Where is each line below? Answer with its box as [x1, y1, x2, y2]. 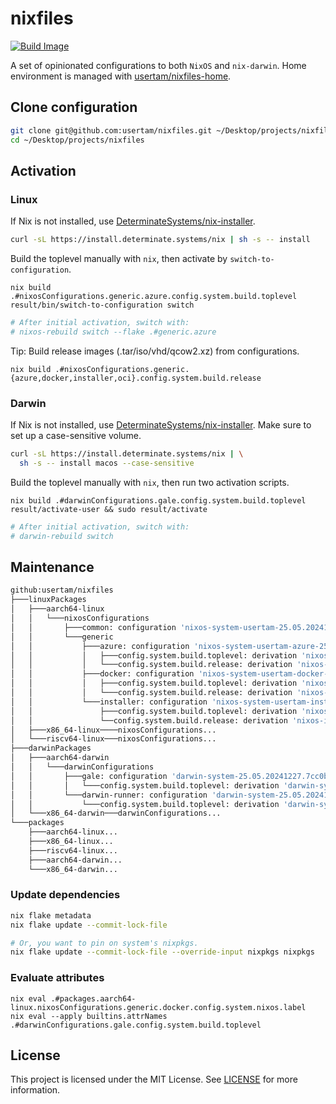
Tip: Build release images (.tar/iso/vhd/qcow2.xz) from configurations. [10, 345, 300, 357]
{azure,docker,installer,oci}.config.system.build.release [10, 373, 262, 383]
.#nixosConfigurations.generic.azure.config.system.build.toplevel [10, 292, 298, 302]
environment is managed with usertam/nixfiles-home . [10, 70, 232, 82]
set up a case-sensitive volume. [10, 430, 142, 442]
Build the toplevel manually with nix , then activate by [10, 253, 228, 265]
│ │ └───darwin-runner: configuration [10, 790, 208, 800]
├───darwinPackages [10, 743, 92, 754]
